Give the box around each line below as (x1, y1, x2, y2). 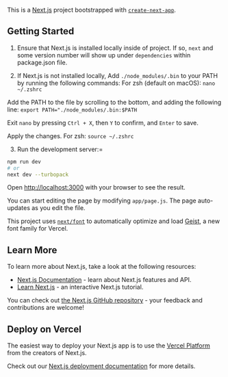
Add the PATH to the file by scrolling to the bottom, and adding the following (7, 98, 222, 106)
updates (7, 204, 31, 212)
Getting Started (7, 25, 75, 37)
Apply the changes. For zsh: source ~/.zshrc (7, 131, 134, 140)
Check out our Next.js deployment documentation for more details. (7, 362, 196, 370)
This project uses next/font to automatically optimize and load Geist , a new (7, 217, 220, 225)
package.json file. (16, 58, 68, 66)
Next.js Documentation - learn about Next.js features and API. (16, 276, 192, 284)
